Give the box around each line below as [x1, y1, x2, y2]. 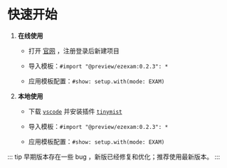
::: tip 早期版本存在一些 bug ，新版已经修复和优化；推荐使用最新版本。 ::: [7, 152, 221, 161]
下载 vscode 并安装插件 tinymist [28, 107, 122, 115]
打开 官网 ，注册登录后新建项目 [28, 46, 120, 55]
